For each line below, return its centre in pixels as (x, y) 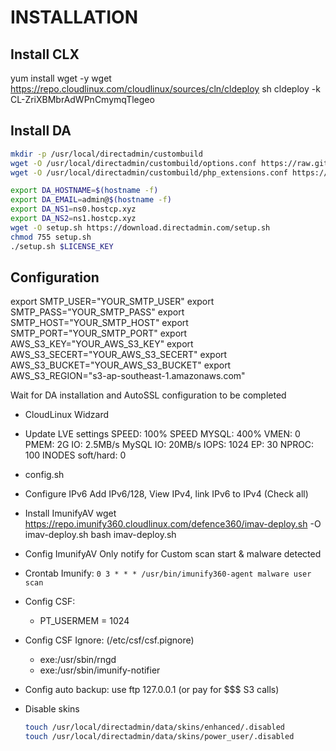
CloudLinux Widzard (67, 415)
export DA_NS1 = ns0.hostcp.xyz (73, 209)
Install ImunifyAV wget (70, 513)
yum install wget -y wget (61, 78)
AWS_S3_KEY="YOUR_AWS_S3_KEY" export (102, 344)
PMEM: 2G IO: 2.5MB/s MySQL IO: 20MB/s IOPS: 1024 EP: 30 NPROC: (169, 445)
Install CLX (45, 54)
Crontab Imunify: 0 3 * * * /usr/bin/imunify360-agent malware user (168, 573)
